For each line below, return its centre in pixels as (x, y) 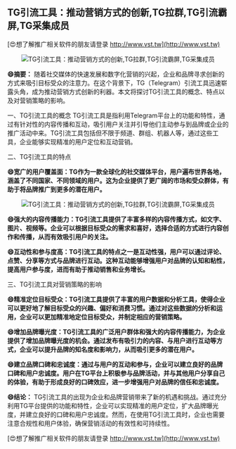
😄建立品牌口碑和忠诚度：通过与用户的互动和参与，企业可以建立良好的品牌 (115, 364)
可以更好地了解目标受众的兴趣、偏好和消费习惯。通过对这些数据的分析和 (112, 308)
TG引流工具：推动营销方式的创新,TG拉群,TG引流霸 (117, 13)
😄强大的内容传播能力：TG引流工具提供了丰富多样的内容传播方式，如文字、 (116, 219)
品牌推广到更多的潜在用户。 (66, 189)
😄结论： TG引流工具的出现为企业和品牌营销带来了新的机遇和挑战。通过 (111, 397)
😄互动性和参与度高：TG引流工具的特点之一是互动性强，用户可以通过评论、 (116, 251)
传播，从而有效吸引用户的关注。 (66, 236)
